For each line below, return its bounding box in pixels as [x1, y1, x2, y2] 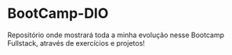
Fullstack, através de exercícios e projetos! [7, 38, 146, 47]
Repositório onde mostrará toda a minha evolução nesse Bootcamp [7, 30, 225, 40]
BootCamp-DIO [7, 5, 109, 22]
